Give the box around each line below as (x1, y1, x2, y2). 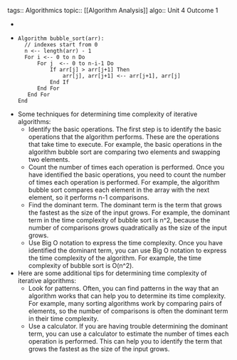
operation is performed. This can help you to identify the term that (28, 337, 223, 345)
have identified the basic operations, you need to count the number (28, 170, 226, 179)
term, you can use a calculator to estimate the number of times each (28, 329, 229, 338)
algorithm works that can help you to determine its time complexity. (28, 292, 226, 300)
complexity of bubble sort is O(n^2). (28, 262, 134, 269)
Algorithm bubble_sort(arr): (17, 35, 105, 42)
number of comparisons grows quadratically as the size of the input (28, 224, 227, 232)
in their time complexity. (28, 314, 99, 323)
